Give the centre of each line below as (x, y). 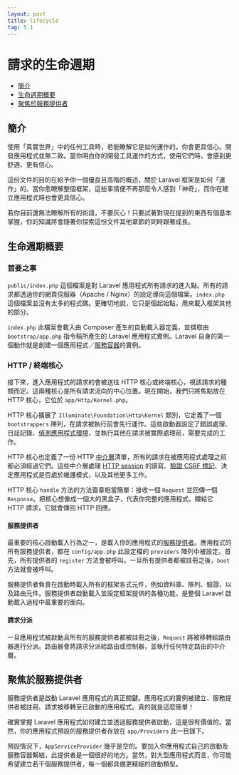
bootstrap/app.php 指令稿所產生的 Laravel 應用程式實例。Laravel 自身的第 (116, 336)
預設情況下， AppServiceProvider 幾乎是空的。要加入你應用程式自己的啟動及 (118, 746)
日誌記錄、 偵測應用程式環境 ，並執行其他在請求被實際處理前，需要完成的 (113, 433)
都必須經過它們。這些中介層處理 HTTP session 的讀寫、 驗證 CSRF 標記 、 (114, 466)
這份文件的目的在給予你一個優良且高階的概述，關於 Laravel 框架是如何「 (113, 180)
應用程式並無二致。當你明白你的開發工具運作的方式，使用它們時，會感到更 (122, 156)
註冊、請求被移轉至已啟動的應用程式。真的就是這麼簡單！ (110, 707)
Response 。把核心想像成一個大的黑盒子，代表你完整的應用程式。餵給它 (111, 499)
